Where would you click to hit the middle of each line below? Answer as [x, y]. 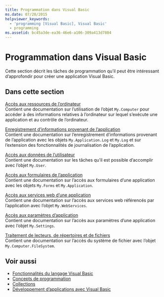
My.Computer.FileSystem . [30, 245]
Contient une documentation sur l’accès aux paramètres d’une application [80, 220]
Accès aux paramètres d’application [41, 215]
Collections [24, 284]
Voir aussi [21, 262]
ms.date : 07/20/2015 [26, 14]
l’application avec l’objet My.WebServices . [46, 205]
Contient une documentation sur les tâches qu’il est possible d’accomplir [79, 160]
